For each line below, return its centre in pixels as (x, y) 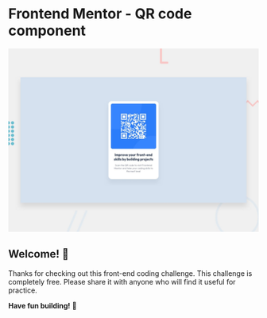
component (47, 31)
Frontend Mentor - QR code (100, 14)
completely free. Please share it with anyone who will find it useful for (122, 281)
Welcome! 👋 (39, 254)
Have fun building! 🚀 (43, 305)
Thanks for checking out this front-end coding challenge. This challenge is (130, 273)
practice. (23, 290)
